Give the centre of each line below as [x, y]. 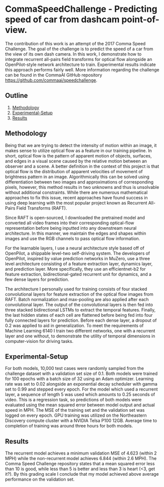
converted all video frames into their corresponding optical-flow [70, 223]
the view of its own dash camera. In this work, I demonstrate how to [73, 54]
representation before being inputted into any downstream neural [71, 228]
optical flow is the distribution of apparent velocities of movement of [74, 171]
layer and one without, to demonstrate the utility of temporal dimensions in [80, 336]
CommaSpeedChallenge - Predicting [81, 9]
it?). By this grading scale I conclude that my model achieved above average [82, 474]
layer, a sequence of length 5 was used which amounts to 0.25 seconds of [80, 395]
